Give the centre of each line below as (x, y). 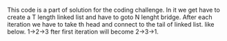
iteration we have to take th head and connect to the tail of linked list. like (111, 24)
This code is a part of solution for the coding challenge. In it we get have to (114, 10)
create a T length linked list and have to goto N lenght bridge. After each (110, 17)
